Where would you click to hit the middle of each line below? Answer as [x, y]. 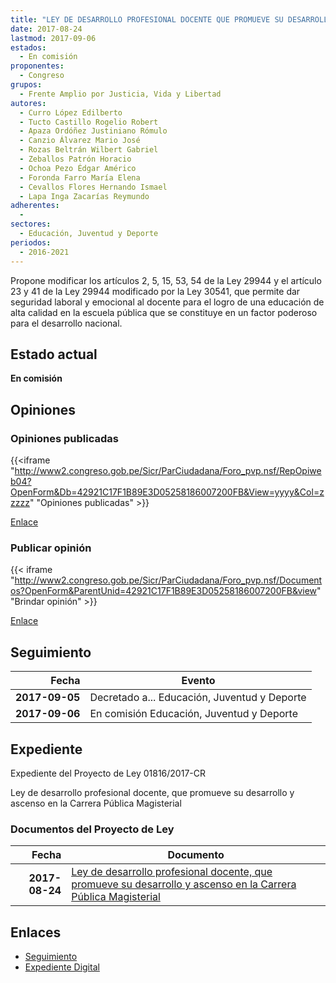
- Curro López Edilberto [71, 112]
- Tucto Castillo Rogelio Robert [89, 122]
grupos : [26, 85]
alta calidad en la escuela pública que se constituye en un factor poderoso [164, 312]
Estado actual [54, 354]
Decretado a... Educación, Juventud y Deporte [198, 698]
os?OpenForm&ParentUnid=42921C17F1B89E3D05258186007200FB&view [164, 591]
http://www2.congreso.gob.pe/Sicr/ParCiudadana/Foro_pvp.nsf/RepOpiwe [168, 470]
